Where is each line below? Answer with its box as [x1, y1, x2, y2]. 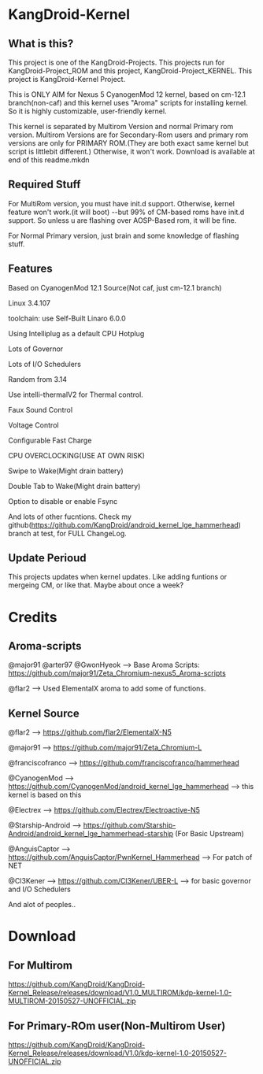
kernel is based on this [8, 790, 82, 800]
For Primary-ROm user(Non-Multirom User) [8, 1019, 226, 1032]
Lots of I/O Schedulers [8, 359, 81, 368]
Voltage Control [8, 420, 59, 430]
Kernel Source [8, 706, 80, 720]
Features [8, 262, 53, 276]
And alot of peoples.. [8, 900, 76, 909]
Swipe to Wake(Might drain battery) [8, 466, 124, 476]
